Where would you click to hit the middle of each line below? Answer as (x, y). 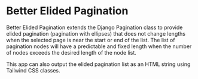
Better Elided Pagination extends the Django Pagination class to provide (95, 27)
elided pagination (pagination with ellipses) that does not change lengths (96, 33)
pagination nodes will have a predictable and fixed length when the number (99, 46)
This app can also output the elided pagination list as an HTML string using (98, 64)
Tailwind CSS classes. (33, 70)
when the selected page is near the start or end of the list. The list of (91, 40)
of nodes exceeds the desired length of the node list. (71, 52)
